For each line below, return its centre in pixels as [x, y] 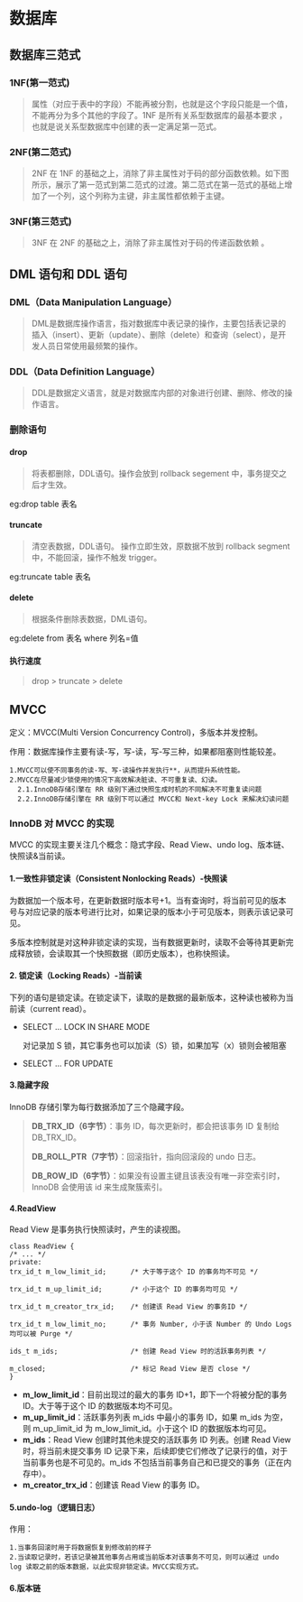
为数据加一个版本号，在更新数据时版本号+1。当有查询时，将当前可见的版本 [148, 900]
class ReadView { [42, 1246]
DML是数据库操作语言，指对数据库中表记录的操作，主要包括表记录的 [159, 324]
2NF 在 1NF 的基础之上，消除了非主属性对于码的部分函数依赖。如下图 [160, 173]
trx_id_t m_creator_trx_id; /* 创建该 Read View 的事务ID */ [129, 1307]
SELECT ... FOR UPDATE [68, 1063]
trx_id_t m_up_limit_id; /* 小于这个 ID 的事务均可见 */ [124, 1290]
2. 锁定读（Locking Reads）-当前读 [76, 976]
